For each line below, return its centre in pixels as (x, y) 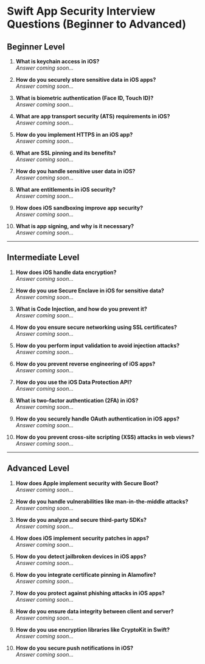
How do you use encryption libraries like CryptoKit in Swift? (92, 629)
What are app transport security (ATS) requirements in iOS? (93, 116)
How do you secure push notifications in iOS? (74, 648)
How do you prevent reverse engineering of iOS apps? (85, 364)
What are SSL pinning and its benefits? (66, 153)
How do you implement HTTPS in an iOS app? (74, 135)
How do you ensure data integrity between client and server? (95, 611)
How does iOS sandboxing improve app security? (79, 208)
